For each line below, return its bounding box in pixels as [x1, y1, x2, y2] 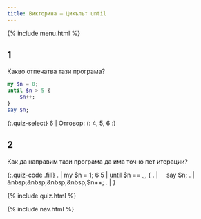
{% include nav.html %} [7, 204, 75, 213]
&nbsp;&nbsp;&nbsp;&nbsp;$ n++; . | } [7, 178, 116, 187]
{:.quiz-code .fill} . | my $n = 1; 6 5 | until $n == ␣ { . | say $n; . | [7, 171, 195, 179]
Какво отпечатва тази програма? [7, 67, 106, 76]
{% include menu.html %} [7, 29, 81, 37]
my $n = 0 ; [7, 81, 39, 88]
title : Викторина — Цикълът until [7, 10, 107, 17]
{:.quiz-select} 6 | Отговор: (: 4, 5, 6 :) [7, 119, 116, 127]
